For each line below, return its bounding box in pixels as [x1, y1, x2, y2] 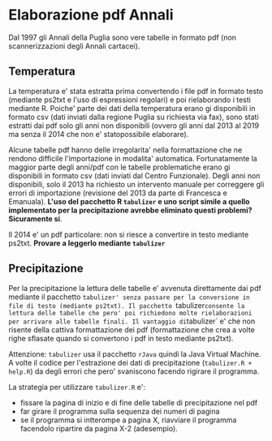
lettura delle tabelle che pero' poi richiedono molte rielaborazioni [8, 309, 253, 317]
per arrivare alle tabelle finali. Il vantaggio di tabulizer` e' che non [8, 316, 256, 326]
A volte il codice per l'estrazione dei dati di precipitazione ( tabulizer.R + [8, 358, 253, 367]
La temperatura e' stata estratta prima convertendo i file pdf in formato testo [8, 86, 264, 96]
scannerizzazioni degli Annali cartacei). [8, 41, 140, 50]
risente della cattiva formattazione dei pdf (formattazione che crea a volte [8, 324, 256, 334]
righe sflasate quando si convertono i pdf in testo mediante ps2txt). [8, 333, 234, 343]
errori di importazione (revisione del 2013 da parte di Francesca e [8, 188, 227, 198]
